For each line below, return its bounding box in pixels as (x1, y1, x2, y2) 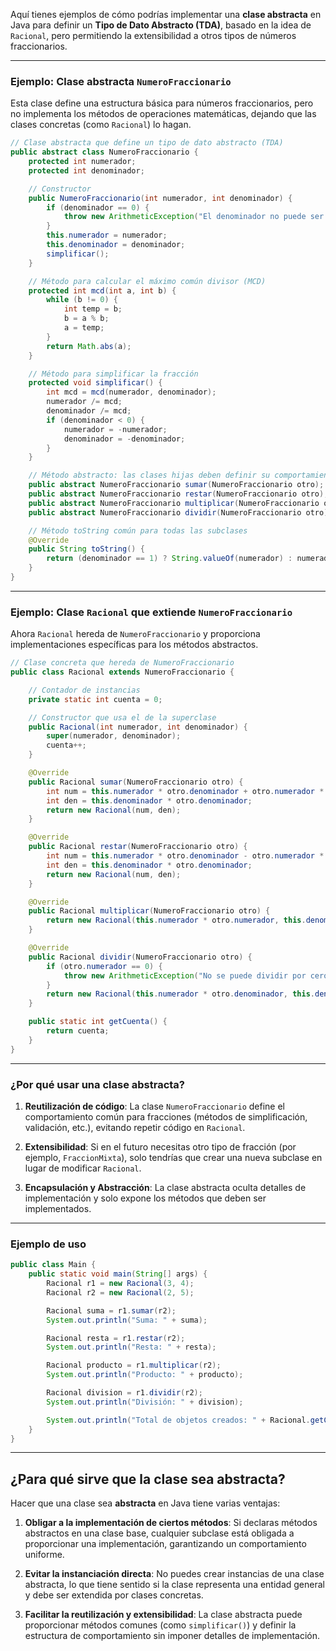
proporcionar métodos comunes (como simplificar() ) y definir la (24, 1619, 297, 1631)
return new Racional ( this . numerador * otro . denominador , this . (46, 989, 315, 999)
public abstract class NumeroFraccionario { (10, 147, 199, 158)
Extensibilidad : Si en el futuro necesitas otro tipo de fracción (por (24, 1141, 297, 1153)
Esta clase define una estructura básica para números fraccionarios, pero (10, 97, 314, 109)
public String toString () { (28, 544, 145, 554)
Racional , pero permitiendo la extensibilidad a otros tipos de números (10, 30, 297, 41)
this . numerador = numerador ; (46, 230, 168, 241)
